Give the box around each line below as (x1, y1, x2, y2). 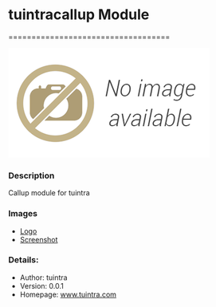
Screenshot (19, 234, 58, 244)
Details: (8, 254, 39, 266)
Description (8, 170, 55, 181)
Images (8, 208, 38, 219)
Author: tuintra (19, 273, 68, 282)
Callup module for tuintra (8, 188, 90, 198)
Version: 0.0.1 (19, 281, 64, 290)
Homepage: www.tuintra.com (19, 289, 117, 299)
